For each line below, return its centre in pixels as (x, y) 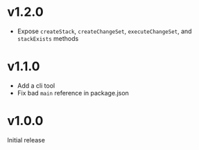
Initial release (26, 140)
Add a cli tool (36, 85)
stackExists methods (48, 38)
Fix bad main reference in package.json (73, 93)
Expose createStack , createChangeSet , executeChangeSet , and (104, 31)
